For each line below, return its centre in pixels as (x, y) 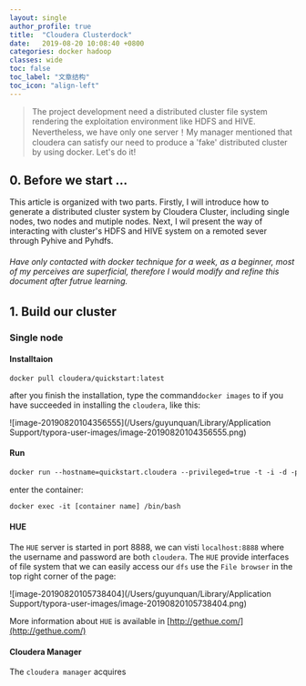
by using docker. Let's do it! (84, 152)
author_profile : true (51, 26)
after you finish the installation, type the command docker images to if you (147, 395)
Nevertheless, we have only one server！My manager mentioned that (162, 132)
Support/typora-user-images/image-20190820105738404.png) (128, 603)
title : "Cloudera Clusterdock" (71, 35)
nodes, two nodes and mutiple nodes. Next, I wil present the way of (136, 222)
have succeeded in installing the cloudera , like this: (105, 405)
